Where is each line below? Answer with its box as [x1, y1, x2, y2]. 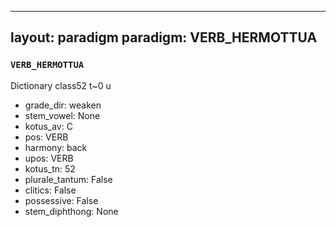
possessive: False [24, 194, 99, 206]
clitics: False [24, 184, 77, 196]
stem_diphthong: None [24, 205, 119, 217]
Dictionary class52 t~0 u [10, 79, 112, 91]
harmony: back [24, 141, 88, 153]
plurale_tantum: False [24, 173, 113, 185]
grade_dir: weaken [24, 99, 102, 111]
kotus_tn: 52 [24, 162, 76, 175]
